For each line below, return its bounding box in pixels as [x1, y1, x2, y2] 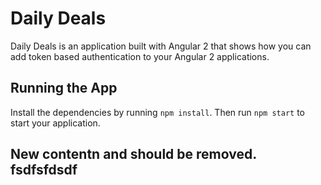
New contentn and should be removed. [10, 146, 257, 163]
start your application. [10, 117, 101, 129]
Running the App [10, 80, 118, 97]
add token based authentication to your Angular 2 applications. [10, 50, 270, 62]
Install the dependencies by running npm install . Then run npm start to [10, 106, 306, 118]
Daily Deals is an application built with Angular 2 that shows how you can [10, 40, 312, 52]
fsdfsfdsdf [10, 162, 78, 179]
